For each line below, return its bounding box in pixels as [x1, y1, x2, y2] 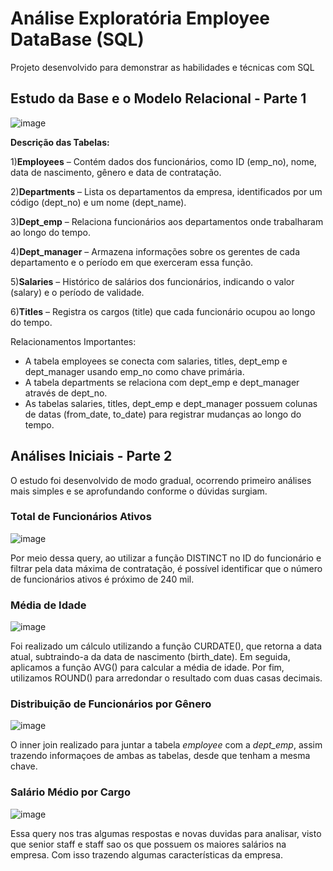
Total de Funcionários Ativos [10, 510, 152, 524]
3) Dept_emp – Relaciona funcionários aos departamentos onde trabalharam [10, 215, 324, 227]
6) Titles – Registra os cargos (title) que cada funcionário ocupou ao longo [10, 305, 316, 317]
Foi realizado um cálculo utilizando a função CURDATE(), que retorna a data [10, 640, 323, 652]
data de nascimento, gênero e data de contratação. [10, 166, 222, 178]
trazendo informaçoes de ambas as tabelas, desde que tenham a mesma [10, 750, 311, 762]
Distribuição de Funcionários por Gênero [10, 697, 212, 711]
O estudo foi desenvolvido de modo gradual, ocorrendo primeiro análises [10, 474, 312, 486]
